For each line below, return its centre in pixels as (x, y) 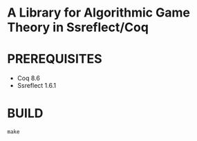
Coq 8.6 (28, 78)
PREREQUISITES (55, 59)
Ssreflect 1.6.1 (37, 86)
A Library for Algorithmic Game (98, 13)
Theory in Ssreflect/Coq (78, 27)
